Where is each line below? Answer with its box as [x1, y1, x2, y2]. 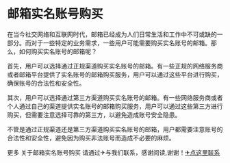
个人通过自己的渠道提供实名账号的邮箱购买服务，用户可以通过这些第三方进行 [7, 102, 223, 110]
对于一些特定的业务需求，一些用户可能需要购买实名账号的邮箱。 [30, 38, 211, 47]
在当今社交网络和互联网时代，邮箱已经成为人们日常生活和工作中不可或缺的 [7, 30, 217, 38]
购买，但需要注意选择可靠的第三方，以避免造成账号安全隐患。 [7, 110, 181, 118]
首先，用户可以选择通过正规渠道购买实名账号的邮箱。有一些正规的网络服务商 [7, 62, 223, 70]
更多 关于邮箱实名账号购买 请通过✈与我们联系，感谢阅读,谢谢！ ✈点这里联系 [7, 148, 220, 156]
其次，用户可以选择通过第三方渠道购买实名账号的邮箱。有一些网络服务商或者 [7, 93, 223, 101]
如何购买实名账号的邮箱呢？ [18, 47, 97, 55]
